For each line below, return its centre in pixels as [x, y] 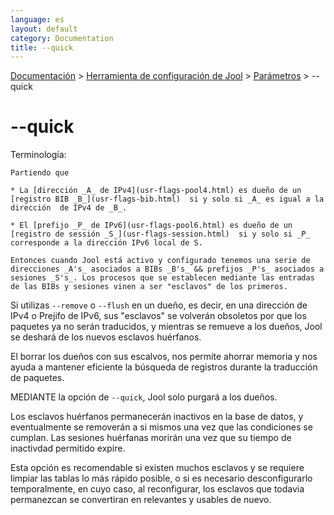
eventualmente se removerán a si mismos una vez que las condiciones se [161, 427]
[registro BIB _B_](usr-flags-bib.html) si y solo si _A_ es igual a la [167, 199]
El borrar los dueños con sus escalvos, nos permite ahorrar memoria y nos [164, 357]
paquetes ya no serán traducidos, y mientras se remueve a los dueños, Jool [166, 327]
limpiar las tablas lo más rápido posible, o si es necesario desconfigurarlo [161, 478]
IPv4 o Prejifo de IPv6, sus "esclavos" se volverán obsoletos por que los [158, 316]
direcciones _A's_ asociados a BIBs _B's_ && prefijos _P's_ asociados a [167, 269]
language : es [37, 19]
